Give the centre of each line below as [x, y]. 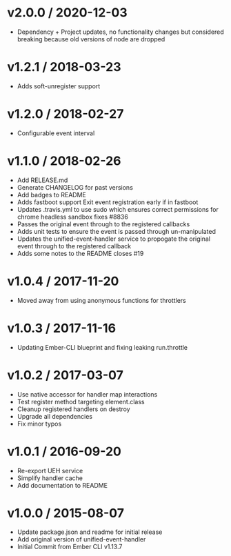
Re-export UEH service [50, 470]
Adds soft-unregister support [59, 86]
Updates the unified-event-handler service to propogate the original [113, 239]
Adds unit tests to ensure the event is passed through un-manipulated [116, 231]
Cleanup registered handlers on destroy [73, 409]
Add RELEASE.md [42, 180]
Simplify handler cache [50, 478]
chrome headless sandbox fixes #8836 [73, 217]
